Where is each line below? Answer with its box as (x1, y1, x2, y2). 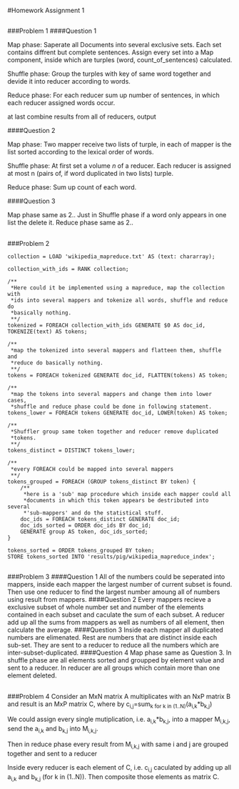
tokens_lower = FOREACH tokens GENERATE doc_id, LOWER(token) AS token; (7, 409, 228, 417)
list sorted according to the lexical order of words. (7, 148, 154, 157)
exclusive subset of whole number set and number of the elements (7, 603, 204, 612)
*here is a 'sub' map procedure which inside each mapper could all (23, 490, 232, 497)
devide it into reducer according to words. (7, 77, 131, 86)
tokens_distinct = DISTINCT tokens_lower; (7, 447, 136, 454)
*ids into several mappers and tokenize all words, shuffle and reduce (10, 297, 228, 304)
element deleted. (7, 671, 57, 680)
